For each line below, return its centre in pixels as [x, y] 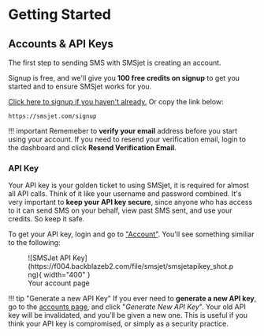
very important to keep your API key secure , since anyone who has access [130, 202]
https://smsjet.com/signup [52, 116]
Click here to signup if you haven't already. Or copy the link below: [116, 102]
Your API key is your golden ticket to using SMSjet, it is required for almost [129, 185]
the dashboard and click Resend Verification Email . [93, 147]
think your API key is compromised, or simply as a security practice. [118, 324]
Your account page [59, 283]
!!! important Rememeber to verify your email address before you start [123, 131]
